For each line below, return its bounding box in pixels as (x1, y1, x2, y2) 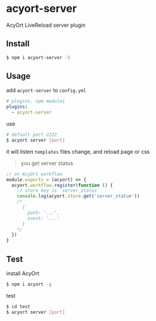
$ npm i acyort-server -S (6, 54, 70, 61)
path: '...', (27, 210, 60, 216)
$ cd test (6, 303, 31, 310)
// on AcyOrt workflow (6, 171, 63, 177)
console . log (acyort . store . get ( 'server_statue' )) (17, 193, 140, 200)
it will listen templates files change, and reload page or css (6, 148, 150, 155)
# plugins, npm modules (6, 98, 65, 104)
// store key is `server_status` (17, 188, 100, 194)
